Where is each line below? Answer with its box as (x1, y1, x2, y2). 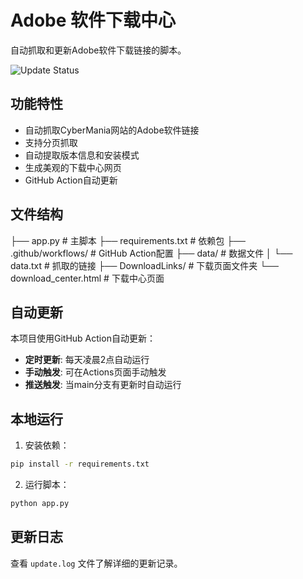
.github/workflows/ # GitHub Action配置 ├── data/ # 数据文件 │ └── (10, 247, 293, 259)
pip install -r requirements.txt (10, 459, 150, 470)
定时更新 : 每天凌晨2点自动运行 (24, 354, 150, 366)
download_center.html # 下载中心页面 (10, 272, 165, 284)
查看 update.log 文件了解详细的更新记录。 (10, 557, 183, 569)
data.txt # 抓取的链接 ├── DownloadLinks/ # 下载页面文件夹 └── (10, 259, 279, 271)
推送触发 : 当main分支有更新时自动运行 (24, 379, 182, 391)
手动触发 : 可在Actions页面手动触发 (24, 366, 167, 378)
